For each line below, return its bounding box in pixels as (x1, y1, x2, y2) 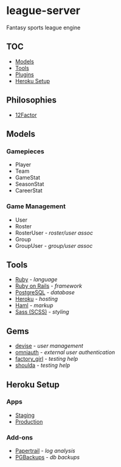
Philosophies (6, 95, 57, 106)
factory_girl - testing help (15, 355, 78, 363)
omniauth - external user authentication (15, 349, 116, 356)
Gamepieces (6, 147, 44, 156)
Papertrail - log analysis (15, 447, 75, 455)
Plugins (15, 71, 35, 78)
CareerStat (15, 187, 43, 194)
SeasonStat (15, 181, 44, 188)
